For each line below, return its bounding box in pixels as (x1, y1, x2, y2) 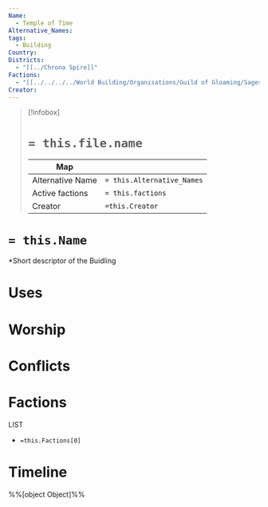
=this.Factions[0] (19, 436, 81, 445)
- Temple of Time (15, 19, 73, 27)
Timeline (8, 463, 68, 481)
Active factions (31, 188, 89, 199)
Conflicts (8, 356, 70, 375)
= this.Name (8, 233, 88, 248)
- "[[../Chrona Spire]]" (15, 64, 98, 72)
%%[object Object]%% (8, 489, 85, 499)
